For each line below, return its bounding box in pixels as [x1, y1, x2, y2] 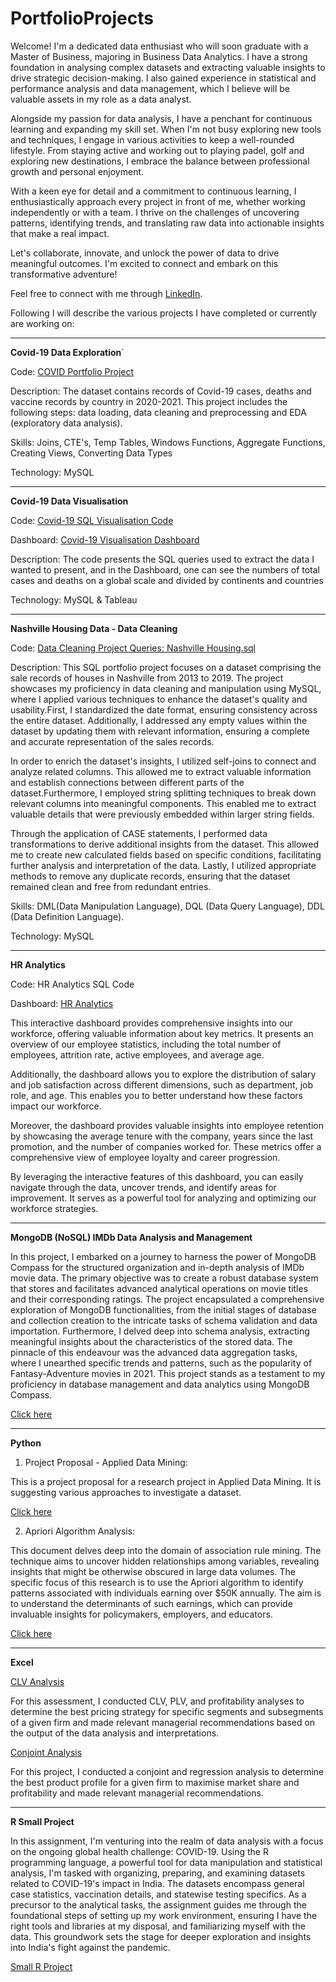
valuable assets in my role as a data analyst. [10, 93, 192, 105]
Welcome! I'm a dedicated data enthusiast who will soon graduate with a [10, 40, 309, 52]
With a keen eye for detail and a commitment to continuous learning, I [10, 185, 297, 197]
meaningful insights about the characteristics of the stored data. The [10, 1335, 293, 1347]
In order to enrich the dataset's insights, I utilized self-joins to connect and [10, 755, 317, 767]
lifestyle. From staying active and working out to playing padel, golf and [10, 144, 305, 156]
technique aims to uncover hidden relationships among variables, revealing [10, 1555, 320, 1567]
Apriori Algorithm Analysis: [24, 1525, 136, 1537]
